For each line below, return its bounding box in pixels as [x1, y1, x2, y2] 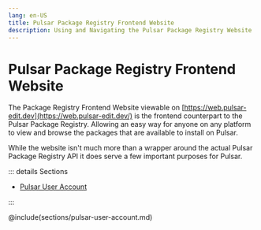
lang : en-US [8, 11, 47, 20]
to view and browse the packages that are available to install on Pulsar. [8, 128, 239, 138]
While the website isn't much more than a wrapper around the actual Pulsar [8, 143, 253, 153]
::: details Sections [8, 167, 69, 176]
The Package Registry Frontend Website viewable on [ [8, 103, 185, 113]
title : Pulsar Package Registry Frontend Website [8, 19, 175, 27]
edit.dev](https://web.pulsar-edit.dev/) [8, 111, 132, 121]
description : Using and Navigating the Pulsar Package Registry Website [8, 26, 252, 34]
